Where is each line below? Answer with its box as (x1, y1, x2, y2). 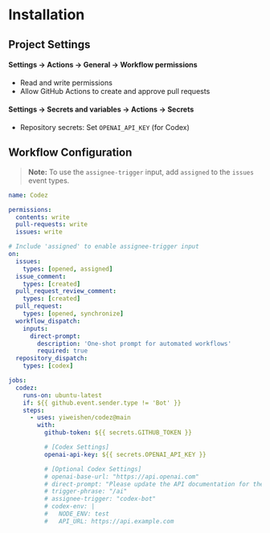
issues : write (15, 228, 63, 236)
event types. (27, 175, 70, 185)
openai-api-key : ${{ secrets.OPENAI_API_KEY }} (43, 450, 207, 458)
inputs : (22, 324, 48, 332)
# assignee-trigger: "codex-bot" (43, 495, 157, 503)
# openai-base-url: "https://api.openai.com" (43, 472, 199, 481)
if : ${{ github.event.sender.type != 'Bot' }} (22, 399, 182, 407)
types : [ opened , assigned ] (22, 265, 113, 273)
